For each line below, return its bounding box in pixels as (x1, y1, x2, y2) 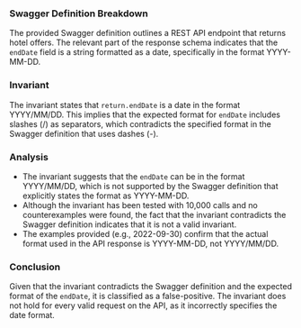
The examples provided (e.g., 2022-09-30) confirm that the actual (22, 228, 269, 239)
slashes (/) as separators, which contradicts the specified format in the (9, 118, 271, 129)
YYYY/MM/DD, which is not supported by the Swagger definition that (22, 180, 279, 191)
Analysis (9, 150, 49, 163)
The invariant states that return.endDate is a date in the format (9, 99, 241, 110)
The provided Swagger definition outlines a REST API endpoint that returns (9, 28, 286, 39)
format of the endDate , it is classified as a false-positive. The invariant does (9, 291, 287, 302)
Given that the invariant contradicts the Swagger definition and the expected (9, 281, 293, 292)
